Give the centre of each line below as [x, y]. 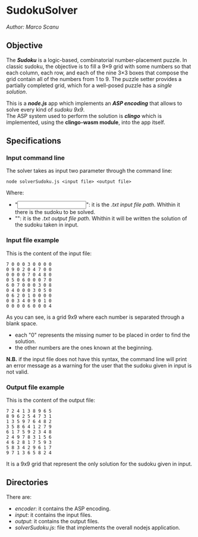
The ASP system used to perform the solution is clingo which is [84, 116]
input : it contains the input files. [53, 515]
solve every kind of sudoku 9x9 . [45, 109]
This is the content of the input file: [49, 253]
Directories [27, 482]
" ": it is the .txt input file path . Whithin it [97, 205]
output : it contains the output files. [57, 521]
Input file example [33, 240]
